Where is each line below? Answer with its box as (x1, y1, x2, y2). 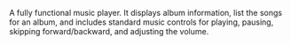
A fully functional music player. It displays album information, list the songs (9, 8, 282, 18)
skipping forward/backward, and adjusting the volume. (9, 26, 209, 36)
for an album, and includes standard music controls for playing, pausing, (9, 17, 274, 27)
